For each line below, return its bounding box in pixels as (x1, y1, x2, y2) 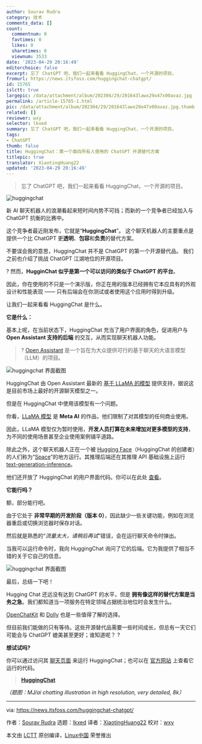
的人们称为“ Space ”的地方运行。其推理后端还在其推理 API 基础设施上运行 (6, 453, 185, 460)
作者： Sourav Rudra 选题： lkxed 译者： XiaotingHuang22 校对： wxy (6, 719, 174, 726)
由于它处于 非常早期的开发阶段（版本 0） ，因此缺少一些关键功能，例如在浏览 (6, 512, 194, 519)
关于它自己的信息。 (16, 552, 64, 560)
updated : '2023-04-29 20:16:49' (6, 165, 87, 171)
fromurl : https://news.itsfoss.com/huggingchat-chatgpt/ (6, 76, 152, 82)
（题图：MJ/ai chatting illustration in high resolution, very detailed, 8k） (6, 689, 185, 696)
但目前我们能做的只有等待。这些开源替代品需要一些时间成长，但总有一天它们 (6, 624, 196, 631)
